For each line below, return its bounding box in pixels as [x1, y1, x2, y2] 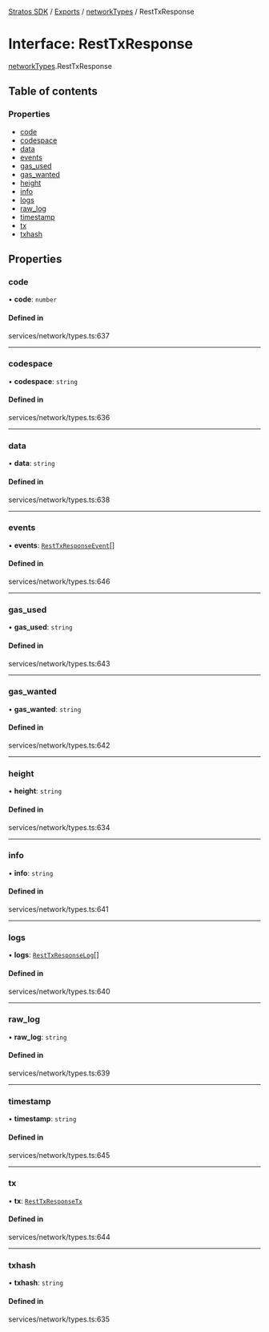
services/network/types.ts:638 [8, 495, 110, 504]
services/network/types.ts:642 [8, 741, 110, 751]
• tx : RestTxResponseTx [8, 1196, 82, 1205]
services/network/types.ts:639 [8, 1068, 110, 1078]
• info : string [8, 868, 54, 877]
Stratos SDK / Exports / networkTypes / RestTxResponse [8, 7, 195, 16]
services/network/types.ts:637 [8, 330, 110, 340]
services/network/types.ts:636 [8, 413, 110, 423]
